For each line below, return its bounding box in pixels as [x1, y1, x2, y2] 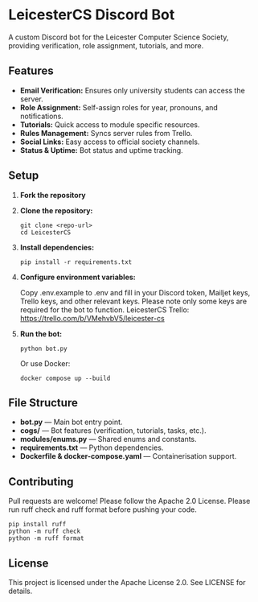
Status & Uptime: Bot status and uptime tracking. [19, 145, 183, 155]
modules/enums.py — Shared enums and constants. [19, 435, 197, 444]
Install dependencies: [19, 242, 95, 252]
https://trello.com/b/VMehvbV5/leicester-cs [19, 313, 165, 323]
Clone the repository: [19, 205, 93, 215]
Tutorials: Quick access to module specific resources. [19, 119, 200, 130]
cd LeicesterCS [19, 228, 72, 237]
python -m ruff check [8, 527, 81, 536]
